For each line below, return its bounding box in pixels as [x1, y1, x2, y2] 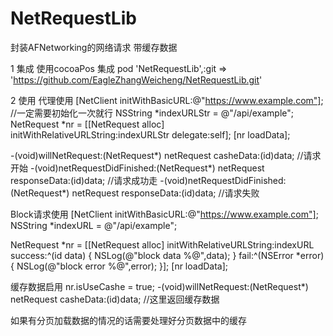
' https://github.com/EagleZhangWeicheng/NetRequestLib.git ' [10, 73, 263, 86]
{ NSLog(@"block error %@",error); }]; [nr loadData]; [10, 260, 229, 272]
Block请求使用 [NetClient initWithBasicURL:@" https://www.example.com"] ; [10, 208, 319, 220]
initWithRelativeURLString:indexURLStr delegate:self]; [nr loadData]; [10, 128, 291, 141]
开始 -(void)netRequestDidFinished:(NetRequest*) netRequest [10, 162, 265, 174]
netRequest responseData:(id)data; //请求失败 [71, 187, 260, 199]
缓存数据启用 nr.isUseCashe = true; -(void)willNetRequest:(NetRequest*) [10, 280, 309, 292]
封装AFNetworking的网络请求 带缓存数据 [10, 41, 178, 53]
